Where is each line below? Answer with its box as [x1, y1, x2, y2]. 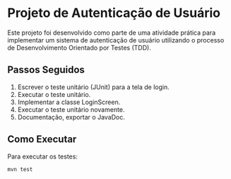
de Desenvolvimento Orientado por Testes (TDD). [7, 43, 152, 52]
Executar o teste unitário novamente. [17, 105, 125, 114]
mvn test [7, 166, 33, 173]
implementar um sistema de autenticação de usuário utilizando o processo [7, 35, 225, 44]
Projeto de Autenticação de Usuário [7, 5, 221, 21]
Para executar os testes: [7, 152, 78, 161]
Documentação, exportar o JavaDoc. [17, 112, 125, 121]
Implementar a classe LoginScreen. [17, 98, 121, 106]
